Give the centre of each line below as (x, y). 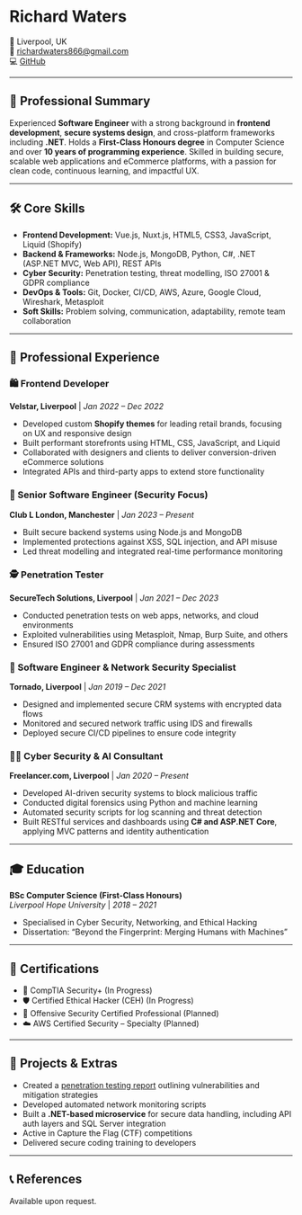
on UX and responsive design (77, 433)
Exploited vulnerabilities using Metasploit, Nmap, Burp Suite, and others (155, 634)
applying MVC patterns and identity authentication (115, 831)
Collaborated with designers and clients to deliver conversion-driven (149, 452)
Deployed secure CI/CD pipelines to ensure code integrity (129, 733)
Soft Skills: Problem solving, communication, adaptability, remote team (154, 311)
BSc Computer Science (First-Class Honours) (96, 896)
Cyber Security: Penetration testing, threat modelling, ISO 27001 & (146, 272)
